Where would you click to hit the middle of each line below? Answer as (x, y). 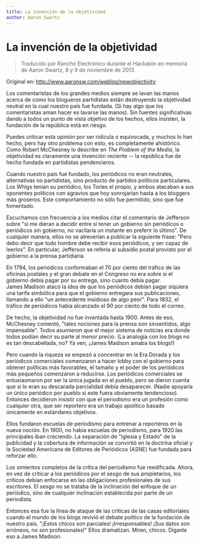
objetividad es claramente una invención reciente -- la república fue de (94, 156)
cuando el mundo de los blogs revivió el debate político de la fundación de (98, 517)
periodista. (19, 499)
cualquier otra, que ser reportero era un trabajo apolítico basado (85, 406)
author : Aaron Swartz (33, 17)
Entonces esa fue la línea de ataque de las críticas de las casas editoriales (98, 511)
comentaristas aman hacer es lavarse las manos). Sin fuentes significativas (99, 112)
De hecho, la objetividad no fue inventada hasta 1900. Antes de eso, (90, 318)
